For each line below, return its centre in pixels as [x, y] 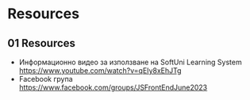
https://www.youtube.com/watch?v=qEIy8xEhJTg [100, 71]
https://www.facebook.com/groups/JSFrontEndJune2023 [113, 87]
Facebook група [46, 79]
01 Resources [42, 43]
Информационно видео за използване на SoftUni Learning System [131, 62]
